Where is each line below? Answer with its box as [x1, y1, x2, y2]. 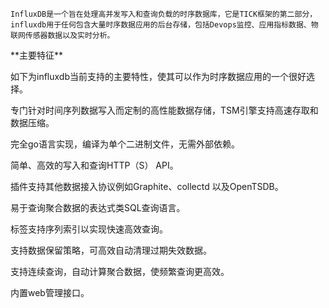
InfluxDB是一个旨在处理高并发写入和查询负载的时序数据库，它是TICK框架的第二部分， [10, 9, 318, 19]
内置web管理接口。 [10, 287, 90, 298]
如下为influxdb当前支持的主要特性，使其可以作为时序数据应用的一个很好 [10, 71, 307, 82]
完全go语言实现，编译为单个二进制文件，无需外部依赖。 [10, 138, 240, 150]
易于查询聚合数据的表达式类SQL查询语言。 [10, 202, 186, 213]
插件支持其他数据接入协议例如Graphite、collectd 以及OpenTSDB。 [10, 181, 284, 192]
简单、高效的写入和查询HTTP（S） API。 [10, 159, 179, 171]
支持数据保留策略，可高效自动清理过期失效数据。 [10, 244, 212, 256]
